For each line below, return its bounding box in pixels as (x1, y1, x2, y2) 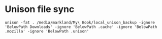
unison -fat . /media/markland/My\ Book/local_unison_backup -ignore (5, 20, 155, 25)
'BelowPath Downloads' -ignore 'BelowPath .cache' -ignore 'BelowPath (5, 24, 157, 29)
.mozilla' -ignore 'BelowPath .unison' (5, 28, 89, 33)
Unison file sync (5, 3, 75, 15)
